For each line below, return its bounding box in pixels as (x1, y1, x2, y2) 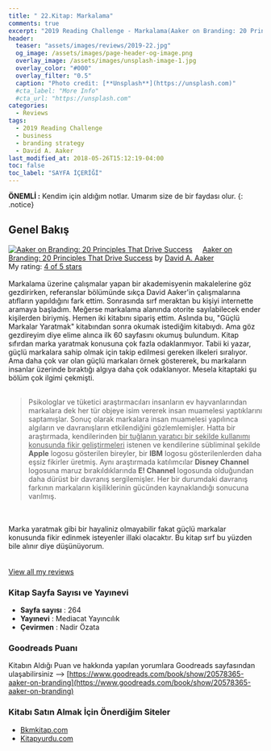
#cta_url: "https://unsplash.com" (15, 94, 131, 102)
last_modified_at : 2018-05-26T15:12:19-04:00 (8, 154, 164, 162)
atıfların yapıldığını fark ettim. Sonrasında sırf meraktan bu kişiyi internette (8, 296, 254, 305)
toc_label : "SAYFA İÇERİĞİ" (8, 169, 103, 177)
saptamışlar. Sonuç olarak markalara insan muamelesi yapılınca (27, 414, 239, 424)
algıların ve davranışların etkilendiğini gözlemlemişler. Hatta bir (27, 422, 236, 432)
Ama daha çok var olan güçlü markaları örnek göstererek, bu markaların (8, 355, 247, 365)
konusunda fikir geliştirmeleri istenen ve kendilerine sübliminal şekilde (27, 440, 261, 450)
